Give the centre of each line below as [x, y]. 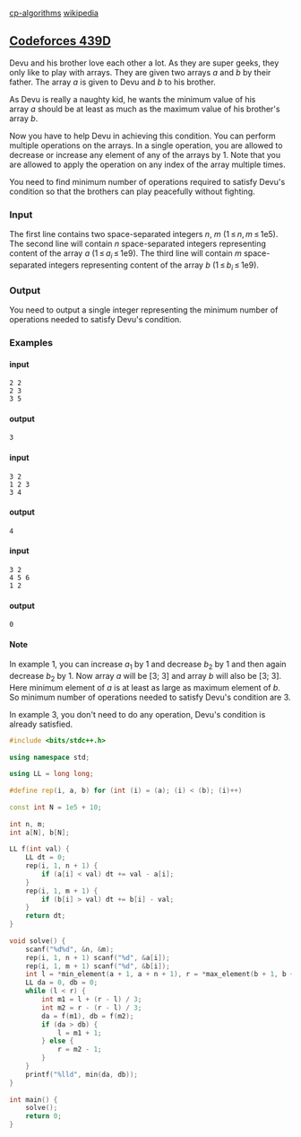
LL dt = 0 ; [46, 858]
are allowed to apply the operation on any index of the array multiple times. [148, 164]
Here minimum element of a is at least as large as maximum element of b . [145, 687]
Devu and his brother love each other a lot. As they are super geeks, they [144, 63]
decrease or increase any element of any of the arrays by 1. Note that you [145, 154]
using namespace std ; [50, 757]
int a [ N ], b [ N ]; [39, 833]
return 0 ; [44, 1116]
